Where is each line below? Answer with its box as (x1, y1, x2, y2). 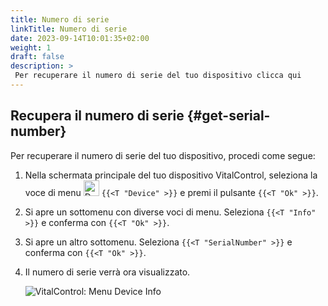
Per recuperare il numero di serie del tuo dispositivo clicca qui (14, 71, 302, 81)
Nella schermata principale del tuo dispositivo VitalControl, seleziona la (24, 169, 318, 181)
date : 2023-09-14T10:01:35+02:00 (10, 33, 150, 43)
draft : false (10, 52, 65, 62)
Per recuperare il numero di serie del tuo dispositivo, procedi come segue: (10, 149, 316, 161)
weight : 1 (10, 42, 52, 53)
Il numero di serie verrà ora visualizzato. (24, 266, 191, 278)
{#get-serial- (186, 107, 271, 125)
